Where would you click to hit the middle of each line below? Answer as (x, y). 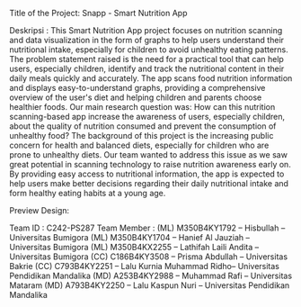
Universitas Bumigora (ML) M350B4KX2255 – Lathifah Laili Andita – (134, 247)
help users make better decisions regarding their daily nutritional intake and (149, 183)
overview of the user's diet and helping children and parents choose (136, 97)
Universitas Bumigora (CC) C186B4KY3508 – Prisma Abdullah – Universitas (149, 257)
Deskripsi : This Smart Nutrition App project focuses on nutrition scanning (146, 30)
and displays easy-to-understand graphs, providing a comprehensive (137, 88)
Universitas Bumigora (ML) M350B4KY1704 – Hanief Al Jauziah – (129, 237)
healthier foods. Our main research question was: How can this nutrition (142, 107)
